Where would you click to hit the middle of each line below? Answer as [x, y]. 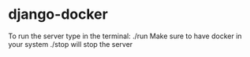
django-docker [58, 14]
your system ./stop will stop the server [71, 44]
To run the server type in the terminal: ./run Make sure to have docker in [125, 36]
